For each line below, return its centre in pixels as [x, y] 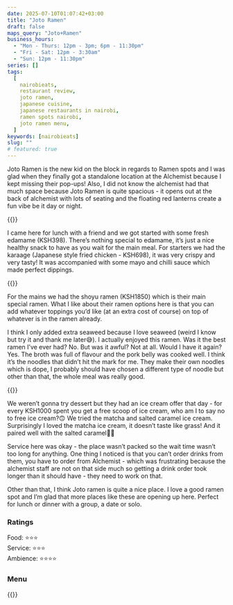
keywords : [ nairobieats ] [43, 136]
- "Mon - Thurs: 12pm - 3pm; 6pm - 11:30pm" [79, 46]
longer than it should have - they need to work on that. [85, 476]
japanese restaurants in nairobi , [69, 110]
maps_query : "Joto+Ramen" [44, 33]
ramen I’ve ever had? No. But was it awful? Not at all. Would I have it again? [114, 347]
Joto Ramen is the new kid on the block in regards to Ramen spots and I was [116, 169]
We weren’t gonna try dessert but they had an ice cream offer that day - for [115, 403]
